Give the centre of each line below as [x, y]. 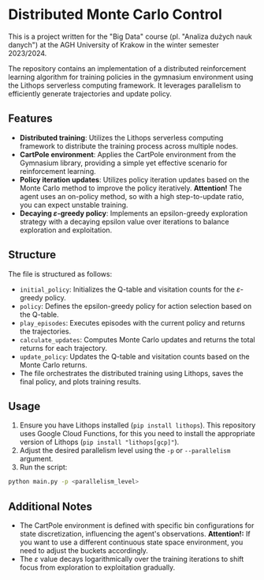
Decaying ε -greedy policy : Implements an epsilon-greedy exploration [134, 213]
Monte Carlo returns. [54, 364]
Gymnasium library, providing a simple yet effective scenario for [123, 163]
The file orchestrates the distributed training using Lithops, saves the [131, 373]
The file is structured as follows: [60, 273]
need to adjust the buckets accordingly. [84, 551]
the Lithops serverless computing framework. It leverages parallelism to [125, 85]
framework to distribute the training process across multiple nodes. [129, 146]
